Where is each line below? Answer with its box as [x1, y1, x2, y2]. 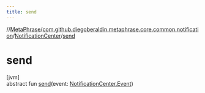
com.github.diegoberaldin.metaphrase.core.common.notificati [42, 26, 199, 33]
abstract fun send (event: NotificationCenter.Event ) [6, 80, 133, 87]
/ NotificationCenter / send [12, 32, 75, 40]
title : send [6, 9, 37, 15]
